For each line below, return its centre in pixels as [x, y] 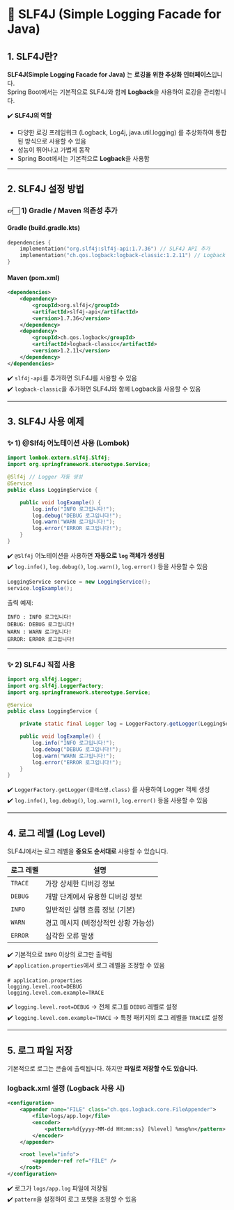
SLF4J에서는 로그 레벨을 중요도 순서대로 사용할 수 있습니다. [88, 851]
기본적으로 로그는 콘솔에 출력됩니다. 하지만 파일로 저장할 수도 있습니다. [103, 1068]
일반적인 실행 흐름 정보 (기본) [90, 910]
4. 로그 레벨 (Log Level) [56, 833]
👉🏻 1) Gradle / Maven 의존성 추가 [63, 210]
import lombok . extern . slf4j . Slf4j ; [59, 458]
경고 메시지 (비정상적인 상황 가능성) [100, 923]
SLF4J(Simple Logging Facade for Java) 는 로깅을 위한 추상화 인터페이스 [109, 75]
